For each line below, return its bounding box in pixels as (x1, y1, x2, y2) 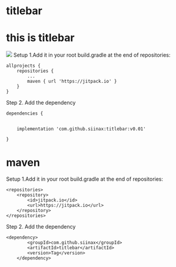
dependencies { (6, 110, 44, 116)
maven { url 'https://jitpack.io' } (27, 79, 117, 84)
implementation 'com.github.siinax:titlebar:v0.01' (16, 126, 146, 132)
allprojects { (6, 63, 41, 69)
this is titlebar (6, 31, 75, 45)
